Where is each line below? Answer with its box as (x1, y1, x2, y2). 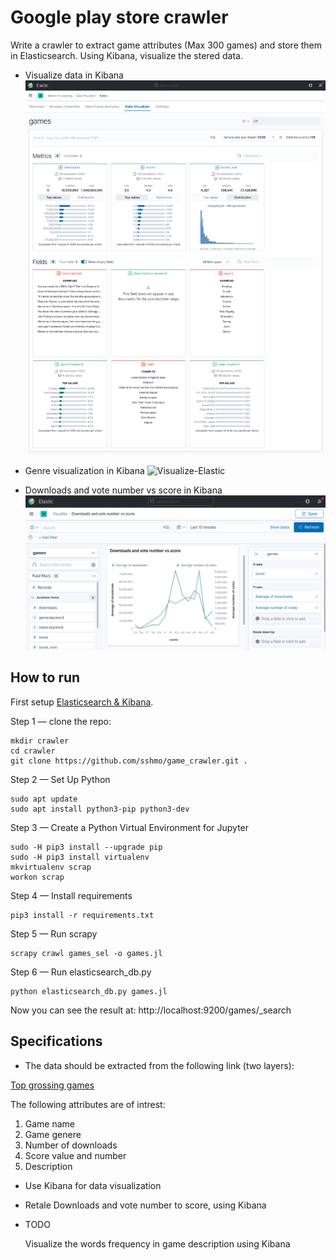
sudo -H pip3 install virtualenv (10, 852, 150, 862)
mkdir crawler (10, 736, 70, 746)
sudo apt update (10, 794, 78, 804)
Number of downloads (24, 1139, 118, 1151)
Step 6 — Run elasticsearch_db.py (10, 966, 152, 978)
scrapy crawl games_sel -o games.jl (10, 948, 163, 958)
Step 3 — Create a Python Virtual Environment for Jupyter (10, 821, 250, 833)
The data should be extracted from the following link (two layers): (24, 1059, 295, 1071)
